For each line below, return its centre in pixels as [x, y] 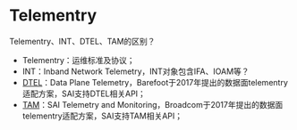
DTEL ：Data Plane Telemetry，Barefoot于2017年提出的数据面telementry [155, 82]
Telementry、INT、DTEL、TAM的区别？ [82, 41]
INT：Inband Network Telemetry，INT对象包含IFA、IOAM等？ [136, 71]
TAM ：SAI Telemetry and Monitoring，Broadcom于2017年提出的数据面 [153, 104]
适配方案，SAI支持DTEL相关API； [84, 93]
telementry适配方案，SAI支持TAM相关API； [102, 116]
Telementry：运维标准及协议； [79, 60]
